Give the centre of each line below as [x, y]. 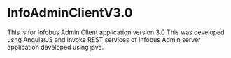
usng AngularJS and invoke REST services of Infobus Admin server [104, 39]
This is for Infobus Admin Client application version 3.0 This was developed [116, 32]
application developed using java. [56, 47]
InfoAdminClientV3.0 [70, 13]
